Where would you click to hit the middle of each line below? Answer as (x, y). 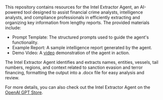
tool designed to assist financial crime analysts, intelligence (83, 12)
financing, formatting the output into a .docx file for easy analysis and (75, 72)
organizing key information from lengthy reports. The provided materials (77, 22)
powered (14, 12)
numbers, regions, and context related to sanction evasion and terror (74, 67)
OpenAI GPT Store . (24, 92)
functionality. (25, 42)
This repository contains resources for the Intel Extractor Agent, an (72, 7)
